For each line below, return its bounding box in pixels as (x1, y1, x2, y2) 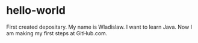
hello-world (6, 4, 66, 17)
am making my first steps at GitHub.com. (6, 29, 108, 36)
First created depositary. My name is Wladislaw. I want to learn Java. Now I (6, 23, 193, 30)
